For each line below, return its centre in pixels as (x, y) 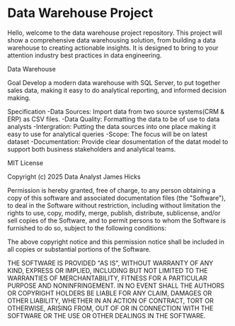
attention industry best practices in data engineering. (85, 55)
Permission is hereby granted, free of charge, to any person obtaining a (111, 190)
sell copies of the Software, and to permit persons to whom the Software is (117, 220)
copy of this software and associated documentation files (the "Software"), (117, 198)
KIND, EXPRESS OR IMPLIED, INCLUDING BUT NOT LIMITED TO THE (108, 270)
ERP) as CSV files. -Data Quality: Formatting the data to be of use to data (114, 119)
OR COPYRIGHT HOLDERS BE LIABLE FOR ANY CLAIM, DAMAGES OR (110, 293)
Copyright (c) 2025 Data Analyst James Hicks (74, 176)
